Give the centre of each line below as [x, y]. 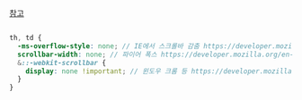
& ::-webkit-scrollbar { [62, 62]
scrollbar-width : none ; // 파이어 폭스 [87, 54]
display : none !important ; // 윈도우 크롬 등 [107, 71]
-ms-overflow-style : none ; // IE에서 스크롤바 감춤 [109, 46]
